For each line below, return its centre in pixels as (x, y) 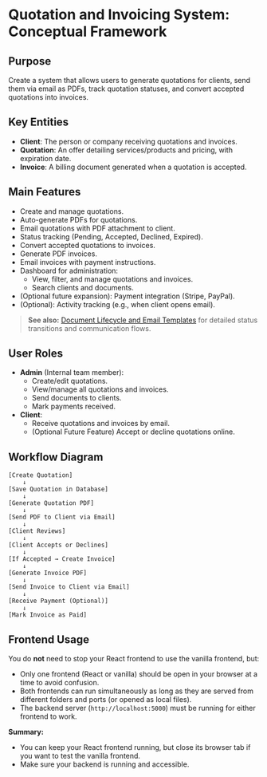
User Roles (36, 354)
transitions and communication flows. (89, 328)
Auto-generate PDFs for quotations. (79, 219)
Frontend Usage (49, 639)
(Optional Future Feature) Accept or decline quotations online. (133, 432)
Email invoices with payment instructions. (88, 262)
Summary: (26, 732)
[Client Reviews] (37, 531)
